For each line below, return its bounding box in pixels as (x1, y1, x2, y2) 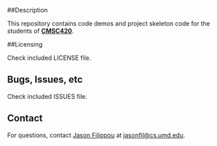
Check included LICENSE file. (7, 54, 92, 62)
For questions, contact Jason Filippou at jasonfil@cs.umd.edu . (7, 131, 186, 139)
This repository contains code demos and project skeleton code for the (7, 19, 210, 27)
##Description (7, 6, 49, 14)
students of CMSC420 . (7, 27, 74, 35)
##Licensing (7, 40, 43, 48)
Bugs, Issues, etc (7, 74, 83, 86)
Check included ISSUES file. (7, 92, 88, 100)
